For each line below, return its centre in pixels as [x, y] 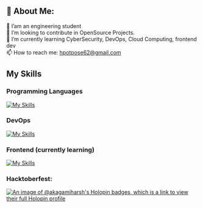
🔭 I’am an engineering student [44, 26]
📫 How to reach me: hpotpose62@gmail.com [64, 52]
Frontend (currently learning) [50, 149]
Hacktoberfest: [30, 179]
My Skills [24, 74]
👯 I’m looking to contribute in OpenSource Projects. [71, 32]
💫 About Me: [30, 11]
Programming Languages [45, 91]
